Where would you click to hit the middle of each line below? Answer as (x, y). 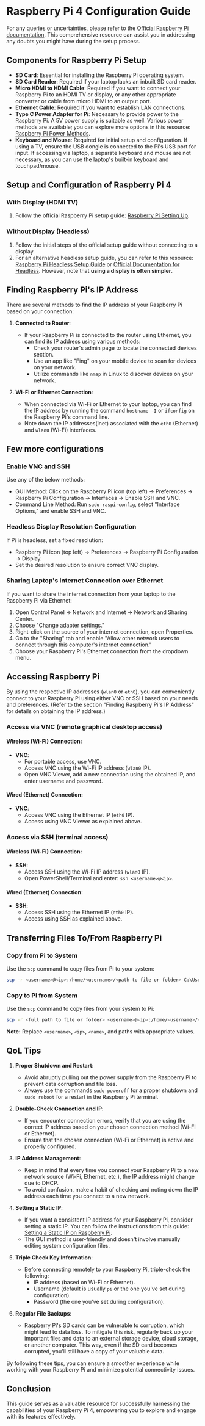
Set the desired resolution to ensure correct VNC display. (87, 565)
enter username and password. (63, 781)
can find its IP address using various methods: (82, 341)
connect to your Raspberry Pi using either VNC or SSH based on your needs (102, 698)
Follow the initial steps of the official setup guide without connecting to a (106, 245)
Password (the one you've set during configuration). (99, 1301)
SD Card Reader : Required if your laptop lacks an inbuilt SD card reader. (106, 81)
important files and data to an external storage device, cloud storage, (111, 1338)
